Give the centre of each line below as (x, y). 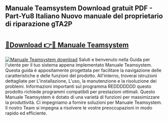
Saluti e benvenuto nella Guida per (114, 59)
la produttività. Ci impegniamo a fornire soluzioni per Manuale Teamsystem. (84, 102)
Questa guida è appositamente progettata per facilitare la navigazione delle (83, 70)
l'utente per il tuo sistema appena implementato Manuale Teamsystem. (79, 65)
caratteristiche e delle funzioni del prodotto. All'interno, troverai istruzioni (81, 76)
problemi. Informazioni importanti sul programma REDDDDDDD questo (78, 86)
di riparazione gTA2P (39, 24)
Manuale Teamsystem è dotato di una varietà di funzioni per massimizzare (82, 97)
